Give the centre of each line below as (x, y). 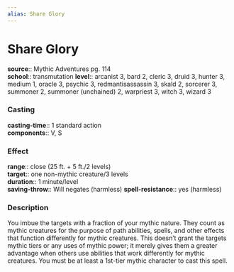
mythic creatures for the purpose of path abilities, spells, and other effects (116, 231)
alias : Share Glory (36, 14)
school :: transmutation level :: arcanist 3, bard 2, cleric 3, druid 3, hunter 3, (116, 76)
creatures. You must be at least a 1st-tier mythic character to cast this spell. (118, 261)
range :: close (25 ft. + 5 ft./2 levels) (59, 167)
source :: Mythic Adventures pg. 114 (59, 69)
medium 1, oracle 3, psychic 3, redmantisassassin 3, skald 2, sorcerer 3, (112, 84)
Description (28, 208)
